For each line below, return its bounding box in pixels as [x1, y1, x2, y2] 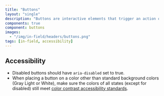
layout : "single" [5, 12, 41, 17]
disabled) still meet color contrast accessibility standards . [12, 85, 128, 91]
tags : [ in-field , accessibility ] [5, 39, 73, 44]
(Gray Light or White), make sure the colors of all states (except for [12, 80, 147, 86]
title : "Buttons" [5, 7, 41, 12]
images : [5, 30, 21, 35]
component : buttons [5, 25, 45, 30]
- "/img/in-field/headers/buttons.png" [9, 35, 91, 39]
